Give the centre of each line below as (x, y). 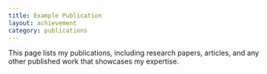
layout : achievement (43, 23)
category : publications (48, 30)
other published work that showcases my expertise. (94, 61)
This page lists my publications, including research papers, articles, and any (133, 53)
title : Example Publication (55, 16)
